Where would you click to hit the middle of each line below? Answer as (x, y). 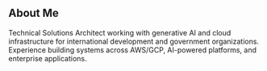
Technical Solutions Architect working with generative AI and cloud (120, 32)
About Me (33, 13)
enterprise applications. (48, 58)
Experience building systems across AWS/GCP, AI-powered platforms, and (132, 50)
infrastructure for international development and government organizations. (134, 41)
